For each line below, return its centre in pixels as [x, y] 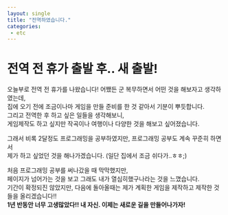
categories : [24, 26]
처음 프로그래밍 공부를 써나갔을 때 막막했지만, [68, 170]
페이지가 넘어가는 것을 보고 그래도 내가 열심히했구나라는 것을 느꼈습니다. [103, 179]
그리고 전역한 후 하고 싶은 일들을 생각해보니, [66, 115]
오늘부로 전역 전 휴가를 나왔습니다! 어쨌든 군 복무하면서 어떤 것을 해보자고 [105, 90]
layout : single [29, 13]
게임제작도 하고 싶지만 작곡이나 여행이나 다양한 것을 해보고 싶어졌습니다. [103, 124]
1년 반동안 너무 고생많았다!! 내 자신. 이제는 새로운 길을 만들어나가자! [96, 205]
